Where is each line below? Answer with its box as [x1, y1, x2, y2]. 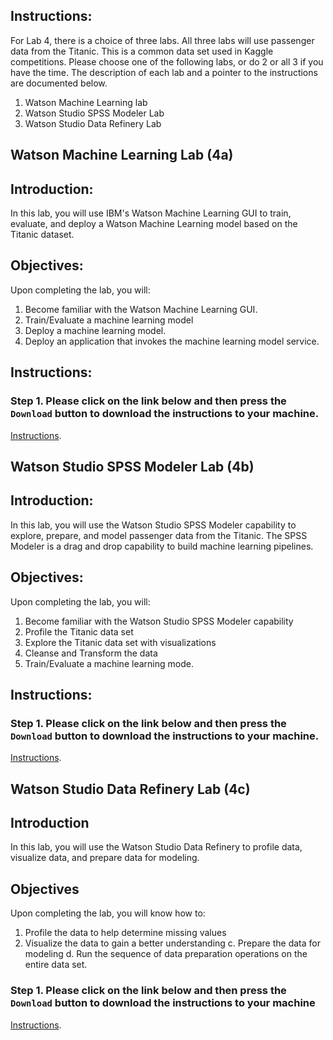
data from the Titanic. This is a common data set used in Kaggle [10, 45, 274, 57]
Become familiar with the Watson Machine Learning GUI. [24, 303, 258, 315]
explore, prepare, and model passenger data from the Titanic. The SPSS [10, 529, 308, 541]
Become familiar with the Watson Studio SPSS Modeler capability [24, 615, 294, 627]
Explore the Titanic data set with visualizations [24, 636, 217, 648]
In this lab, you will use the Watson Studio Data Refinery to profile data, [10, 841, 303, 853]
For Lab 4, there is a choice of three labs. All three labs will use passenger [10, 34, 315, 46]
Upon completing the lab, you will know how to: [10, 907, 206, 919]
